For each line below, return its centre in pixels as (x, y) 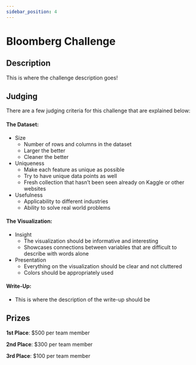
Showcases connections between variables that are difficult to (100, 247)
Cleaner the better (46, 157)
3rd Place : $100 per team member (48, 355)
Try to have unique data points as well (70, 176)
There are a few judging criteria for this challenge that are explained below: (98, 111)
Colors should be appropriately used (69, 272)
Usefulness (29, 195)
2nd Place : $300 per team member (49, 344)
